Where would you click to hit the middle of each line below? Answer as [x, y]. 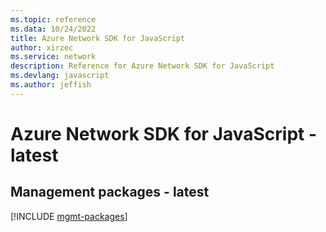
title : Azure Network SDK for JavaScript [98, 38]
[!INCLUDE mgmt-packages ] [69, 216]
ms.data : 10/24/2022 [53, 29]
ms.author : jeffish [51, 85]
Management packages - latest [110, 192]
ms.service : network [53, 57]
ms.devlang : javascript [60, 76]
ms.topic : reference [53, 19]
